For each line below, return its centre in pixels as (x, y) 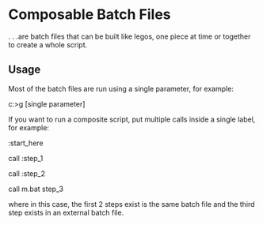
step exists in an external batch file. (66, 212)
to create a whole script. (48, 44)
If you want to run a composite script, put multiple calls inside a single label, (132, 119)
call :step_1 (26, 158)
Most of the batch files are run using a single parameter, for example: (121, 88)
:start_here (26, 143)
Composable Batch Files (90, 15)
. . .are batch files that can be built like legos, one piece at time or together (130, 36)
